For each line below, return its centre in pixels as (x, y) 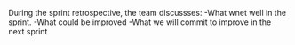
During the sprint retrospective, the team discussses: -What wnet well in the (147, 13)
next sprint (28, 31)
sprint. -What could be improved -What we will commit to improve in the (140, 22)
